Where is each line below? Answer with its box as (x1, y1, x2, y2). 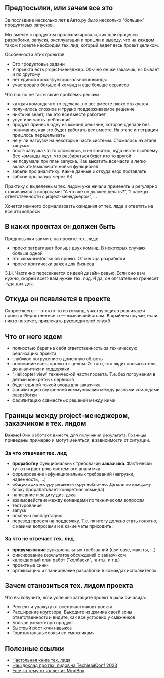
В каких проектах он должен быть (5, 222, 116, 231)
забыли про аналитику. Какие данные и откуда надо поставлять (12, 169, 147, 174)
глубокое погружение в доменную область (12, 356, 103, 362)
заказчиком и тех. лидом (5, 419, 86, 428)
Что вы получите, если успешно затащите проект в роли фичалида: (5, 595, 147, 601)
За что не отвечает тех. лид (5, 535, 74, 542)
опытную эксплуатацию (12, 513, 63, 519)
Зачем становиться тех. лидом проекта (5, 581, 134, 590)
